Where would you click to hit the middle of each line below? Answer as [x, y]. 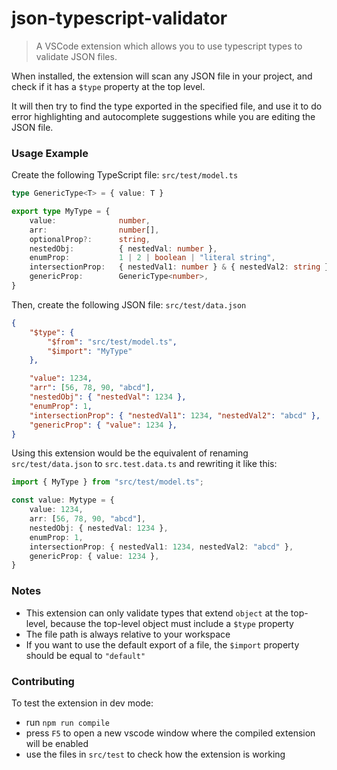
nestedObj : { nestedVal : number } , [123, 248]
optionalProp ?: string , [90, 239]
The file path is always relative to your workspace [128, 634]
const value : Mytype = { [63, 500]
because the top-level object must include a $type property [172, 623]
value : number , [90, 220]
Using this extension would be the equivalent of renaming [130, 453]
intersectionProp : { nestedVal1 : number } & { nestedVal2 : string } [179, 267]
